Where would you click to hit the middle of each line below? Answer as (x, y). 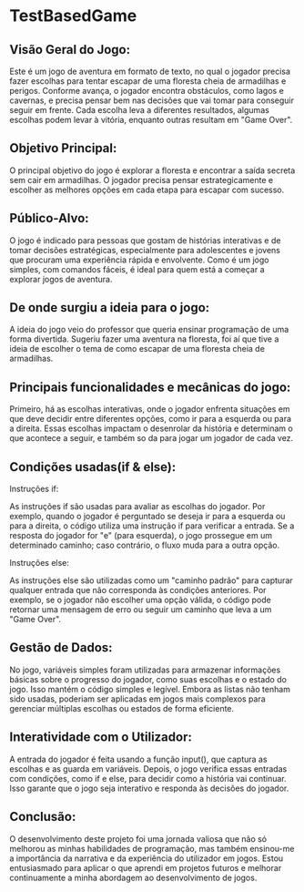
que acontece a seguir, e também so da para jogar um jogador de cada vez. (152, 438)
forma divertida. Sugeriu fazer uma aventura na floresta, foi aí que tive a (144, 339)
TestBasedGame (73, 16)
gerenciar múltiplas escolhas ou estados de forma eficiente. (122, 708)
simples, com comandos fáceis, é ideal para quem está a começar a (137, 269)
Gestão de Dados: (61, 648)
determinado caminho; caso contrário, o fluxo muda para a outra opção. (145, 545)
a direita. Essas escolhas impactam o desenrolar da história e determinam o (151, 428)
